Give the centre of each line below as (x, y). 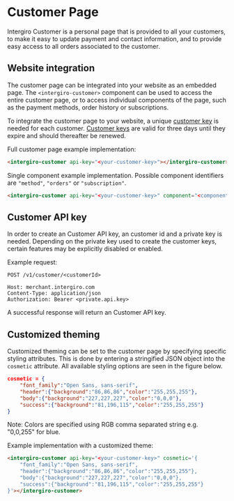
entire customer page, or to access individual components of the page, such (117, 100)
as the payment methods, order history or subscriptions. (88, 107)
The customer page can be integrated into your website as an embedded (112, 85)
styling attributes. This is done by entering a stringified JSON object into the (116, 359)
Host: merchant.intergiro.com (51, 287)
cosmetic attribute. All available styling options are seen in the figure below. (115, 366)
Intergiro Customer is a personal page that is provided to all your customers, (117, 31)
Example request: (32, 262)
